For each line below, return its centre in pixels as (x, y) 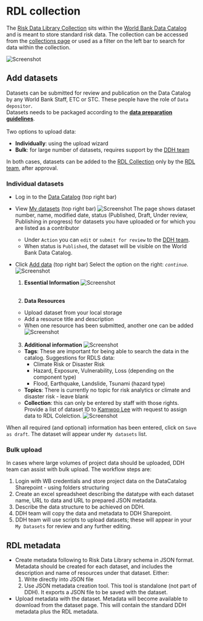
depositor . (19, 106)
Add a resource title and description (69, 319)
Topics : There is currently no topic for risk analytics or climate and (107, 390)
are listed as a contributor (47, 228)
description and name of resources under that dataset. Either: (92, 573)
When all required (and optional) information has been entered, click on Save (101, 428)
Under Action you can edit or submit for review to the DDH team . (107, 240)
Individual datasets (35, 183)
